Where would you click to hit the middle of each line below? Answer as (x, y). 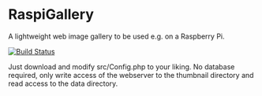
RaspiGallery (51, 15)
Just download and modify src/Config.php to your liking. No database (122, 66)
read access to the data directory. (63, 83)
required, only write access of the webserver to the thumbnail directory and (131, 75)
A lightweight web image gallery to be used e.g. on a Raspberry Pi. (116, 36)
